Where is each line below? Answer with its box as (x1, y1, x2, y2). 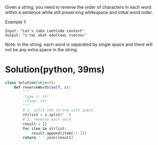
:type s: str (23, 94, 50, 99)
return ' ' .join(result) (23, 135, 74, 140)
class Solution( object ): (5, 80, 56, 85)
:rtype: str (23, 99, 48, 104)
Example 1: (5, 19, 27, 25)
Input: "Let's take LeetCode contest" (5, 29, 84, 34)
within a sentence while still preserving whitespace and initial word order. (5, 9, 153, 15)
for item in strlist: (23, 126, 67, 131)
